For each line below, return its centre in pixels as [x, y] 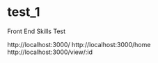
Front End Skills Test [37, 31]
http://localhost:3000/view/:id [50, 52]
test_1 [24, 12]
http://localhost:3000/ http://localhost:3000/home [79, 44]
